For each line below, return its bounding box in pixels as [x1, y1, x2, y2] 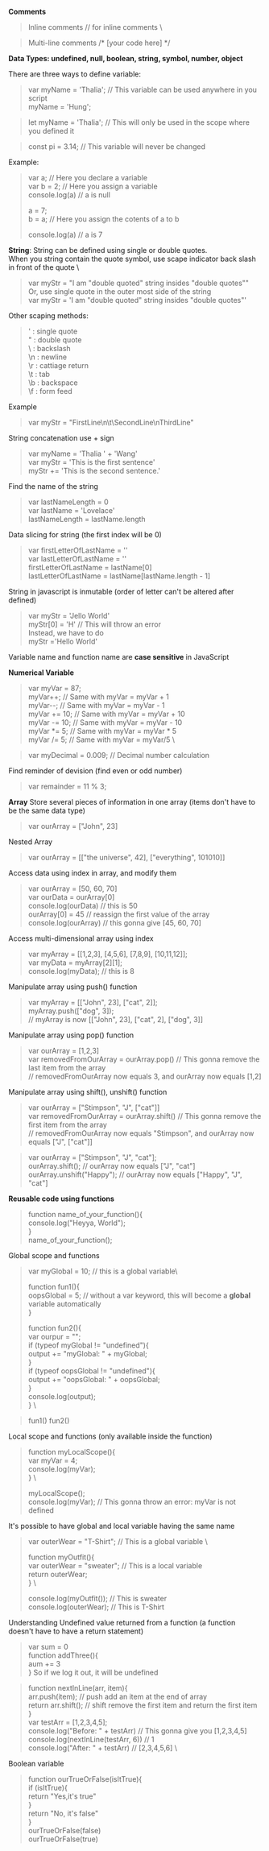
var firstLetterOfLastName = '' [27, 545, 129, 555]
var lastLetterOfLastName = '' [27, 554, 127, 563]
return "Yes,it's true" [27, 1791, 97, 1801]
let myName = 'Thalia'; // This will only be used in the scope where [27, 118, 250, 127]
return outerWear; [27, 1570, 88, 1579]
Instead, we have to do [27, 628, 105, 637]
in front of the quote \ [8, 263, 80, 272]
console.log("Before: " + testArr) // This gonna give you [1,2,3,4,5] [27, 1726, 247, 1735]
